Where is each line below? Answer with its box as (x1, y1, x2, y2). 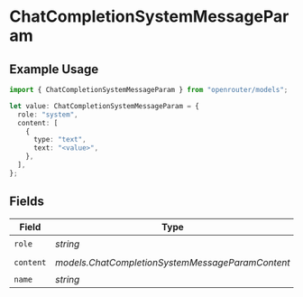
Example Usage (9, 61, 99, 77)
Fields (9, 194, 45, 209)
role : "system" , (17, 110, 78, 119)
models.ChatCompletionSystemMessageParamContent (55, 256, 290, 269)
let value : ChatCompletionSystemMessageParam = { (9, 101, 200, 110)
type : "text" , (32, 135, 87, 144)
